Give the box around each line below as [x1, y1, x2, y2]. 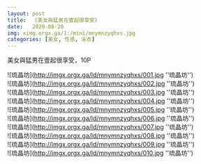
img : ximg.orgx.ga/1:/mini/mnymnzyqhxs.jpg [7, 29, 136, 37]
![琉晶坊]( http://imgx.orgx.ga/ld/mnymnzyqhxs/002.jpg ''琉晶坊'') [7, 79, 195, 88]
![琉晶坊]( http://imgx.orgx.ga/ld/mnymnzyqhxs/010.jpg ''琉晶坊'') [7, 149, 194, 157]
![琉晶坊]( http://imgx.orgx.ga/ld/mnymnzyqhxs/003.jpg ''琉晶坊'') [7, 88, 195, 97]
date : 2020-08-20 [7, 23, 64, 30]
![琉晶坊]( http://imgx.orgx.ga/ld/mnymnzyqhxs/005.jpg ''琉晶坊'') [7, 106, 195, 114]
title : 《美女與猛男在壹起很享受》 [7, 17, 100, 24]
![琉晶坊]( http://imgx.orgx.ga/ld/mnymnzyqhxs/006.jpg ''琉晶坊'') [7, 114, 195, 122]
